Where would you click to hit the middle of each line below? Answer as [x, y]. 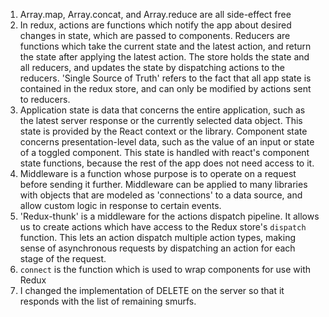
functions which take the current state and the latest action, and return [165, 46]
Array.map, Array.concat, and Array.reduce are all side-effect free [155, 14]
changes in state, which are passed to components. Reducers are [155, 35]
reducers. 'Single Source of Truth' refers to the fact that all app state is [165, 78]
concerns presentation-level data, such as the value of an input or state [167, 142]
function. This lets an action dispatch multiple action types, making [158, 237]
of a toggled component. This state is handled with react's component [164, 152]
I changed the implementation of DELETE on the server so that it [152, 290]
